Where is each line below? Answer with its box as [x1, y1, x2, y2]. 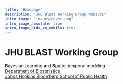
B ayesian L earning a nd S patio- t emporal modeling [5, 63, 106, 69]
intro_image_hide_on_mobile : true [5, 26, 76, 30]
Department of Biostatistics [5, 68, 60, 74]
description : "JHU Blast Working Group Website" [5, 12, 106, 17]
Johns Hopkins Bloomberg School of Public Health [5, 73, 107, 79]
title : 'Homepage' [5, 7, 43, 12]
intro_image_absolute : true [5, 21, 63, 26]
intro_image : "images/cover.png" [5, 16, 74, 21]
